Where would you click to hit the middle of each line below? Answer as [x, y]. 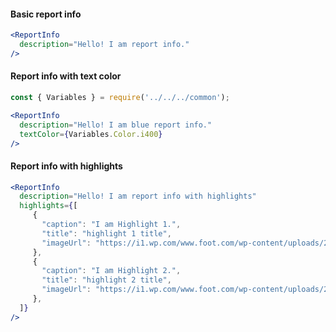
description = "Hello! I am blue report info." [116, 125]
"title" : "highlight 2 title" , [106, 280]
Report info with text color [66, 76]
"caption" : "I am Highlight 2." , [111, 271]
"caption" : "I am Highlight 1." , [111, 225]
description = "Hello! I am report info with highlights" [138, 196]
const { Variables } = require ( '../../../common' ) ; [120, 98]
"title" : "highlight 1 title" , [106, 233]
